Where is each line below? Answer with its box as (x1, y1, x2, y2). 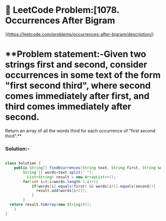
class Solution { (5, 161, 41, 166)
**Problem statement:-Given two (5, 49, 147, 60)
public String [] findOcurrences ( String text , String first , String (14, 165, 156, 171)
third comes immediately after (5, 101, 131, 112)
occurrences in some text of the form (5, 70, 161, 81)
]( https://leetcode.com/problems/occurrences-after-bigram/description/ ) (5, 31, 154, 37)
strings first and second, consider (5, 59, 147, 71)
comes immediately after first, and (5, 91, 150, 102)
